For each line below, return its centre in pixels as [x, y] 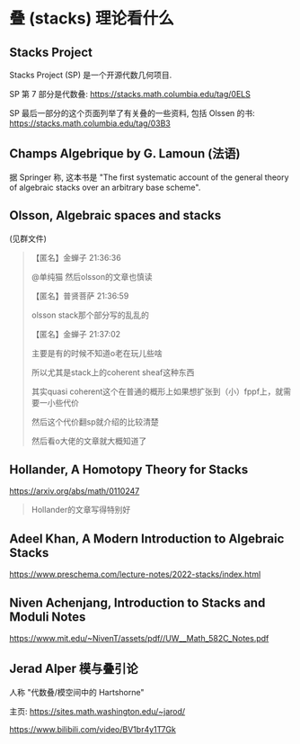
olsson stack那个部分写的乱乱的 [90, 315]
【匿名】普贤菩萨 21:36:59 [80, 296]
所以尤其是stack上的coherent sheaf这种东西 [113, 372]
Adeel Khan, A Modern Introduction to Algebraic [147, 538]
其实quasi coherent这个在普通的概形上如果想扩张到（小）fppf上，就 [157, 391]
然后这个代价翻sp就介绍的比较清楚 [95, 421]
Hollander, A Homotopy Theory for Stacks [129, 470]
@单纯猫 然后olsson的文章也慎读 [92, 276]
